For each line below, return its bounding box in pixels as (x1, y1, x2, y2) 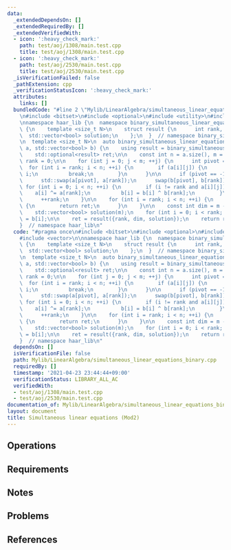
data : (7, 10, 23, 17)
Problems (7, 510, 49, 522)
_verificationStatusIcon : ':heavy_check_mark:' (13, 87, 153, 94)
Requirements (7, 463, 69, 475)
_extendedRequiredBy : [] (13, 23, 85, 30)
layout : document (7, 408, 57, 415)
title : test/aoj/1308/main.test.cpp (19, 49, 125, 56)
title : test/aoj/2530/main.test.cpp (19, 68, 125, 75)
